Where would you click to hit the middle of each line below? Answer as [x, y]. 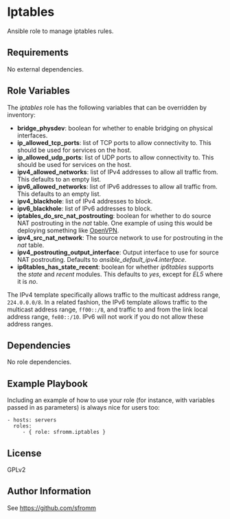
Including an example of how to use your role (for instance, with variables [111, 400]
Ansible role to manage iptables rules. [60, 31]
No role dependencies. [39, 362]
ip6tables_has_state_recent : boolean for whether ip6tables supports [115, 267]
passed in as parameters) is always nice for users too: [83, 408]
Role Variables [38, 91]
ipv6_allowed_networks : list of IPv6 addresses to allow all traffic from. [117, 186]
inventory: [21, 115]
